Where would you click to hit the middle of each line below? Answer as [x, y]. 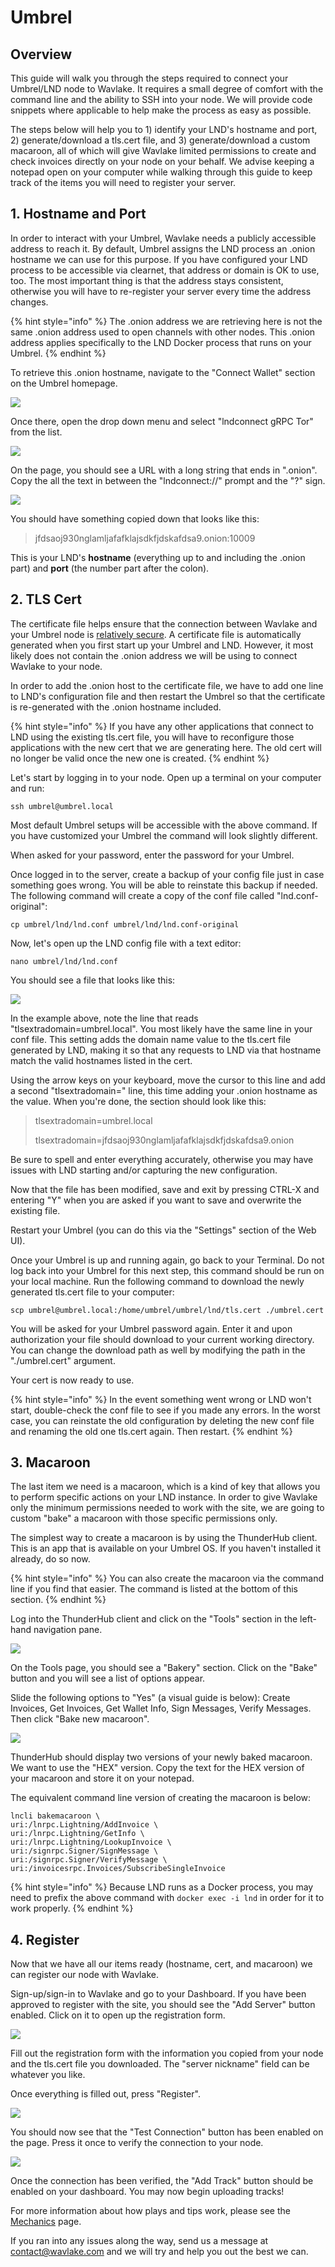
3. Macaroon [50, 1462]
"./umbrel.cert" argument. [63, 1360]
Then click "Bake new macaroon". [80, 1719]
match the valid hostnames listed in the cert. [101, 1060]
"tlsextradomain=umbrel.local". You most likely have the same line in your [161, 1028]
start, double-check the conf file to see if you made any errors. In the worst [165, 1410]
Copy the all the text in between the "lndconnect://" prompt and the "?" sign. [168, 480]
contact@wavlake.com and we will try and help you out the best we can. [159, 2252]
